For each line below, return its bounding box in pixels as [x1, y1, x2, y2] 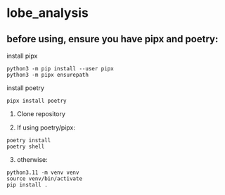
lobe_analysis [6, 5, 89, 21]
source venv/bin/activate [6, 175, 82, 182]
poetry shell [6, 143, 45, 150]
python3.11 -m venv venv [6, 169, 79, 176]
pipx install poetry [6, 97, 67, 104]
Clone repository [16, 110, 66, 118]
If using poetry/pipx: [16, 123, 75, 132]
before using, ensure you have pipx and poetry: [6, 33, 219, 45]
